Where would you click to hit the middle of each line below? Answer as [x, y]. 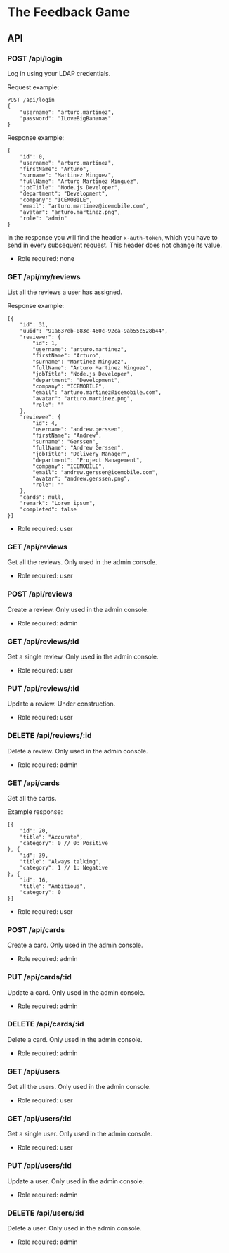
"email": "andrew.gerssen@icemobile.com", [96, 473]
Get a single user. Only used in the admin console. [80, 1134]
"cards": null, [42, 497]
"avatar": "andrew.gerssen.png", [81, 479]
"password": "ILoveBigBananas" [66, 118]
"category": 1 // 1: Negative [64, 867]
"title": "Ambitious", [53, 886]
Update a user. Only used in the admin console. [76, 1181]
